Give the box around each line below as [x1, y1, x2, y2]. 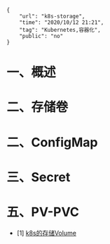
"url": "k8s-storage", [19, 13, 85, 20]
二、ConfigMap [6, 134, 98, 150]
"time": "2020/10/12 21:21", [19, 19, 104, 26]
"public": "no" [19, 32, 64, 39]
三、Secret [6, 169, 71, 185]
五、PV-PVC [6, 204, 80, 220]
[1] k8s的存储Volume [16, 228, 76, 237]
